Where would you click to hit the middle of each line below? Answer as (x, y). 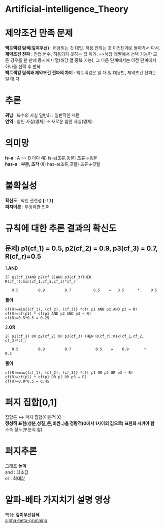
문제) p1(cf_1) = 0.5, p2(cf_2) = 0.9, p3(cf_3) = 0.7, (82, 248)
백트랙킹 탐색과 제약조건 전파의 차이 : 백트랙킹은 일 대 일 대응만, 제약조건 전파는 (81, 73)
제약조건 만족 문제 (39, 33)
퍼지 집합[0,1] (31, 403)
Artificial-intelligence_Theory (67, 9)
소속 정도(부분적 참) (24, 429)
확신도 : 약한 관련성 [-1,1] (29, 200)
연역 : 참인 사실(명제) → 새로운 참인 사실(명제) (49, 122)
